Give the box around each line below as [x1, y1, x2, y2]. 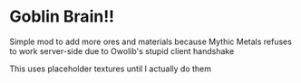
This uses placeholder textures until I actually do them [9, 63, 211, 74]
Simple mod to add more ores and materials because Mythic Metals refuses [9, 36, 293, 47]
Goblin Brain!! [9, 6, 115, 27]
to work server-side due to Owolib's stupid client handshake [9, 45, 235, 56]
